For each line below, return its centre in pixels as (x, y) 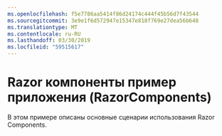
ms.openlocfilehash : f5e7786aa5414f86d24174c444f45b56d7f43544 (103, 14)
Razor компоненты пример (92, 82)
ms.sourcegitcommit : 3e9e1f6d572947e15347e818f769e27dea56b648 (103, 21)
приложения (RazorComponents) (110, 98)
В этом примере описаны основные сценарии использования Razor (111, 117)
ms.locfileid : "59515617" (46, 47)
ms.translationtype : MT (43, 27)
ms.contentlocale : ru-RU (44, 34)
